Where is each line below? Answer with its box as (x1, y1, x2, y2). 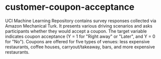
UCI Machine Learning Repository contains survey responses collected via (5, 18, 157, 24)
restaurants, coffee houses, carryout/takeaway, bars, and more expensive (5, 44, 155, 50)
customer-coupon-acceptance (5, 1, 134, 13)
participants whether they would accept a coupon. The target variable (5, 28, 147, 34)
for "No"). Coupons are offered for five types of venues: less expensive (5, 38, 150, 44)
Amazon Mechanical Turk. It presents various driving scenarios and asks (5, 23, 153, 29)
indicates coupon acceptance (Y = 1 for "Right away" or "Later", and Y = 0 (5, 33, 156, 39)
